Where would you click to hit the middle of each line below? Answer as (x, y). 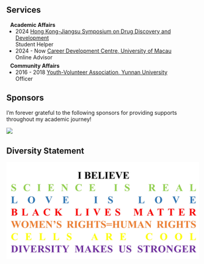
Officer (24, 78)
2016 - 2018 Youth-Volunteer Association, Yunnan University (91, 72)
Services (24, 10)
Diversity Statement (45, 151)
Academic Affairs (33, 24)
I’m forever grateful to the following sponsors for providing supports (92, 112)
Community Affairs (35, 65)
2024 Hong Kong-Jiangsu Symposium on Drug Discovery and (93, 31)
